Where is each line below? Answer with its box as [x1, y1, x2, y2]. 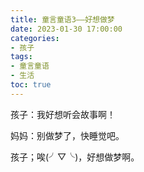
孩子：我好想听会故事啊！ [10, 108, 116, 120]
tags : [10, 52, 33, 62]
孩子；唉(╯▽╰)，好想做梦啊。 [10, 151, 140, 163]
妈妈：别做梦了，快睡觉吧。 [10, 129, 125, 141]
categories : [10, 33, 60, 43]
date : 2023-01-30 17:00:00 [10, 24, 123, 34]
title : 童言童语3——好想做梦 [10, 14, 115, 25]
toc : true [10, 80, 52, 90]
